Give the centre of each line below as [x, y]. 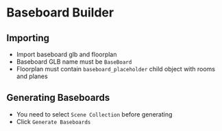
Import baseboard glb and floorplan [66, 54]
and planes [32, 76]
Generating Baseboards [58, 98]
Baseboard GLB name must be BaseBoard [74, 62]
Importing [28, 38]
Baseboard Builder [60, 13]
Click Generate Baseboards [53, 121]
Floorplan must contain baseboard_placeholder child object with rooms [116, 69]
